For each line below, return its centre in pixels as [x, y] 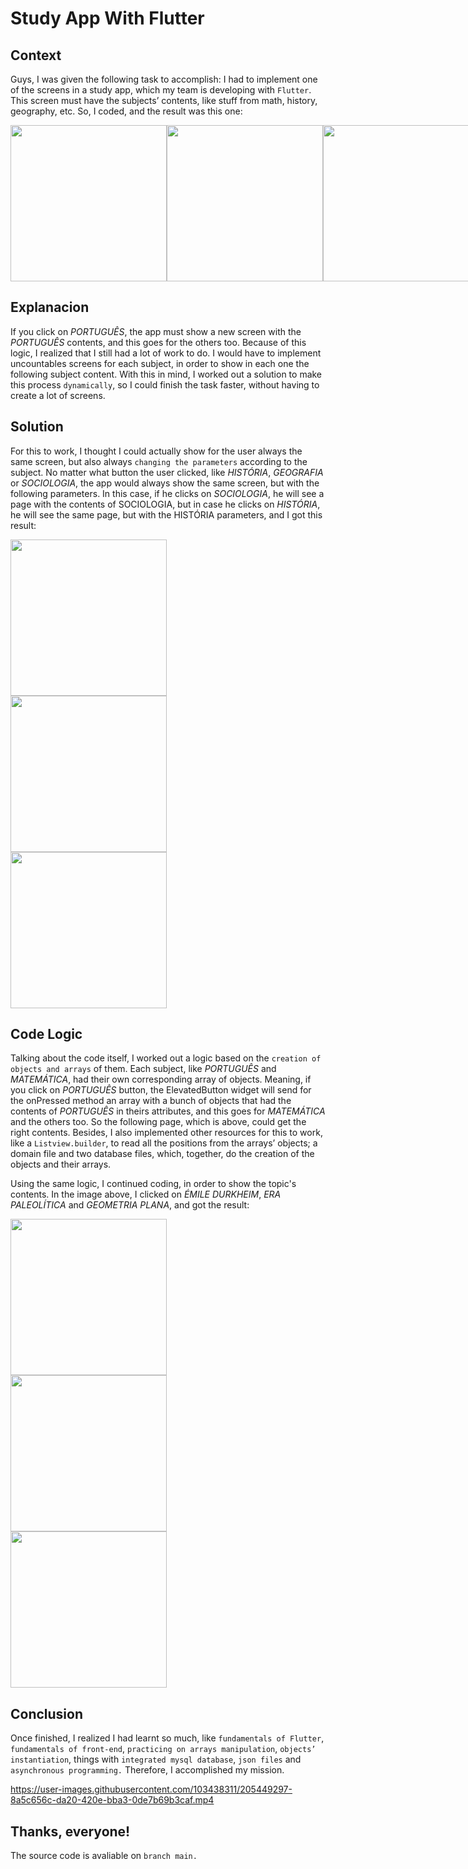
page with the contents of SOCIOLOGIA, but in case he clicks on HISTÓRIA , [165, 504]
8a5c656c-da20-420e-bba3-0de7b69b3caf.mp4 [112, 1800]
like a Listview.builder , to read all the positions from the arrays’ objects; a [164, 1143]
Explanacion [50, 307]
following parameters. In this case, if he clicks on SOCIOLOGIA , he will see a [167, 493]
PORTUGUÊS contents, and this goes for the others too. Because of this [158, 342]
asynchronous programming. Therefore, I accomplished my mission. [147, 1770]
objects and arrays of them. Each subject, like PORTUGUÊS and [143, 1069]
